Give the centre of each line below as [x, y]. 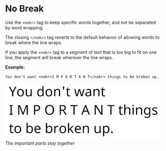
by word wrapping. [24, 27]
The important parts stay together [40, 143]
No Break [24, 9]
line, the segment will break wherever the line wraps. [59, 57]
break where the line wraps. [34, 42]
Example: [15, 67]
